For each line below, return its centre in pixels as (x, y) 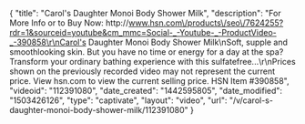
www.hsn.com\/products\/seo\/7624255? (206, 23)
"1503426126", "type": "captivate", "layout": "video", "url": (118, 100)
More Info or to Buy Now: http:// (69, 23)
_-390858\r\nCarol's (48, 42)
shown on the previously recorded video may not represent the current (142, 71)
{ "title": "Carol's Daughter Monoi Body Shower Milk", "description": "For (145, 13)
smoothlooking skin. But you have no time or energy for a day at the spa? (147, 52)
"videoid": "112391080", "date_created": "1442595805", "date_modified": (146, 91)
